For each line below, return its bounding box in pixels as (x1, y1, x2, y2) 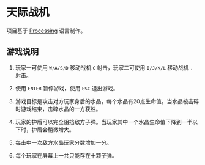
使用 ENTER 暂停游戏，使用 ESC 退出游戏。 (15, 84, 119, 92)
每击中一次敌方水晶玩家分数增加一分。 (15, 139, 112, 146)
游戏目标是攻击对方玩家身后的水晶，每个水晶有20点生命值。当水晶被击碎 (15, 97, 199, 105)
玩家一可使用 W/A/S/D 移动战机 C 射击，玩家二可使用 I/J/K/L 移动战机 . (15, 64, 193, 71)
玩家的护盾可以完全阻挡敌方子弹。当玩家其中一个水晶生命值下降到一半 (15, 118, 193, 125)
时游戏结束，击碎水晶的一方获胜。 (15, 105, 102, 112)
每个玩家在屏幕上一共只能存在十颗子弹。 (15, 152, 117, 159)
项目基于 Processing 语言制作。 (6, 27, 86, 34)
